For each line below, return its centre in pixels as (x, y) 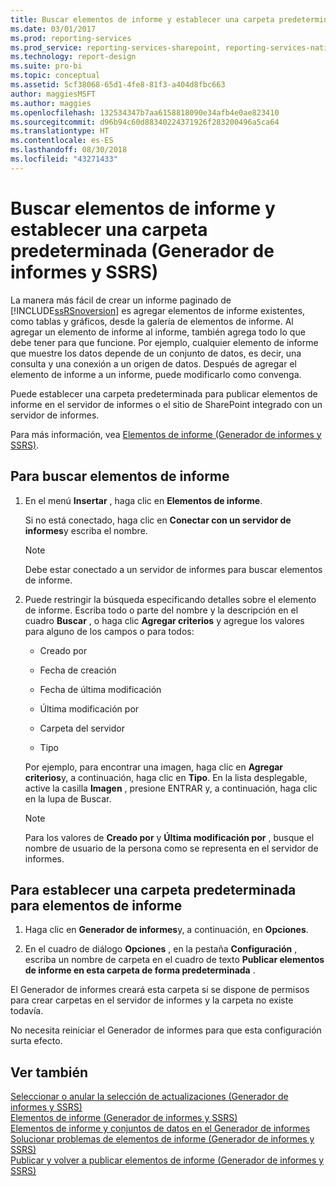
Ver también (49, 1072)
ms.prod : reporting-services (71, 38)
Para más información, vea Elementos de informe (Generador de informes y (166, 434)
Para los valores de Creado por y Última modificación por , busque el (169, 837)
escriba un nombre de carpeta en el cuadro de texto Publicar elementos (174, 960)
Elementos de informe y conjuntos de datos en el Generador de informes (160, 1128)
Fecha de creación (78, 670)
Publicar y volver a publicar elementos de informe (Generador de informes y (167, 1160)
